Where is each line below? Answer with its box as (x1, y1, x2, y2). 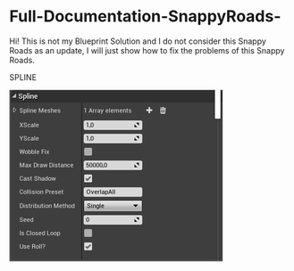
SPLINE (9, 71, 38, 82)
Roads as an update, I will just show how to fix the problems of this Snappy (9, 45, 285, 55)
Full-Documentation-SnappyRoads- (9, 6, 281, 27)
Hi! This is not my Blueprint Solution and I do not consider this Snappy (9, 36, 266, 46)
